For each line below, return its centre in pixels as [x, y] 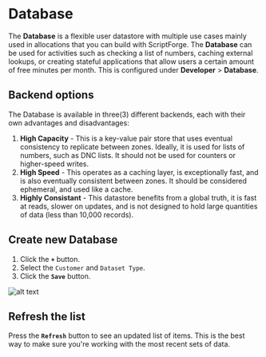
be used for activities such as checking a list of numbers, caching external [131, 53]
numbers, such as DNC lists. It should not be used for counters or [127, 155]
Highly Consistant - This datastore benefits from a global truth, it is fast [138, 197]
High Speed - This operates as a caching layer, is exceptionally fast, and [139, 172]
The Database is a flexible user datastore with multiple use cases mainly [128, 36]
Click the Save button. [55, 276]
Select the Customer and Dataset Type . [82, 268]
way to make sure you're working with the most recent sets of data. [119, 344]
